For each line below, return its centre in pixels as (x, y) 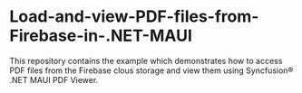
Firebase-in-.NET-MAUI (101, 36)
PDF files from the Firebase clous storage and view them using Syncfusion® (151, 70)
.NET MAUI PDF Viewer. (54, 79)
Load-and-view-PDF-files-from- (134, 17)
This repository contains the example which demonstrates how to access (146, 60)
